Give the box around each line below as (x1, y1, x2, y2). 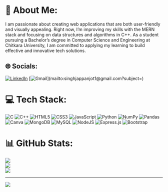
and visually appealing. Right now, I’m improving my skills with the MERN (5, 26, 155, 32)
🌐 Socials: (5, 62, 38, 70)
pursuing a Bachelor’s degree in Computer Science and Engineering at (5, 37, 150, 43)
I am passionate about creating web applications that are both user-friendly (5, 21, 161, 27)
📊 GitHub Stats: (5, 137, 73, 149)
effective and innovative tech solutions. (5, 47, 86, 53)
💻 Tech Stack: (5, 93, 67, 105)
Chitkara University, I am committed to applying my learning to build (5, 42, 145, 48)
